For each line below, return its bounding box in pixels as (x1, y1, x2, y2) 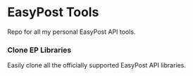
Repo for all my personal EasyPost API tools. (7, 27, 136, 36)
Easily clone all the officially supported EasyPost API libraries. (7, 61, 187, 70)
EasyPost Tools (7, 4, 99, 20)
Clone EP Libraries (7, 45, 72, 55)
